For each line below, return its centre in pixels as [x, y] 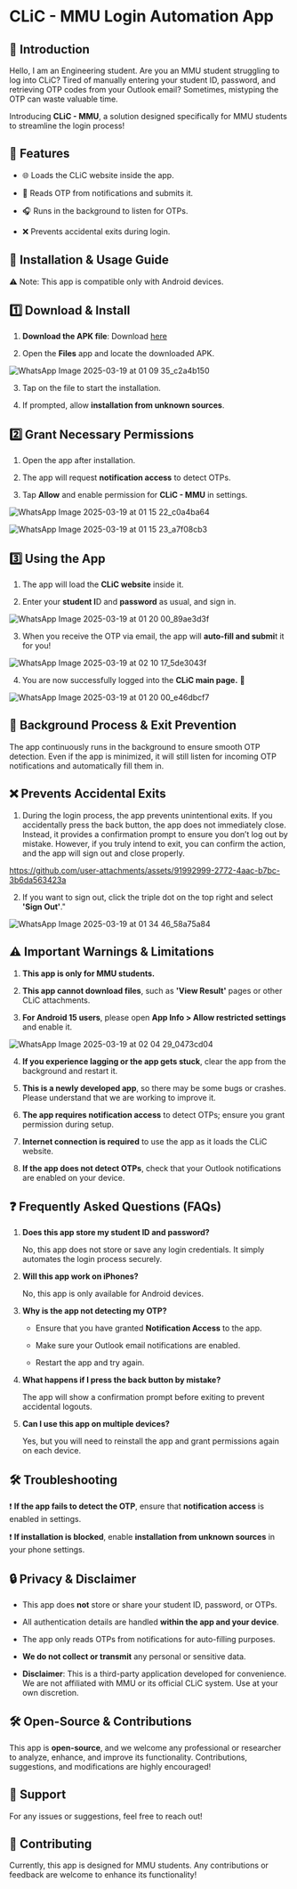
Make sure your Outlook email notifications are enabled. [138, 1346]
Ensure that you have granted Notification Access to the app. [148, 1328]
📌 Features [40, 154]
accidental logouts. [57, 1407]
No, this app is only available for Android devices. [113, 1294]
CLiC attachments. [56, 1000]
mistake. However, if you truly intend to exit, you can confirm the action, [154, 843]
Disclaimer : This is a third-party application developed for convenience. [154, 1673]
